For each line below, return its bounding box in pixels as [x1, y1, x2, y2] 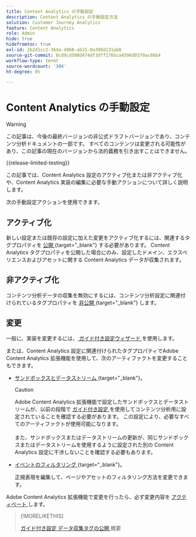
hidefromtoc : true [6, 42, 51, 48]
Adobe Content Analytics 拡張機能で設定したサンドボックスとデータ [14, 398, 179, 405]
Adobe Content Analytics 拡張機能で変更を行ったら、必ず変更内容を [6, 493, 171, 500]
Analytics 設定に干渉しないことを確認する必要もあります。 [14, 448, 156, 455]
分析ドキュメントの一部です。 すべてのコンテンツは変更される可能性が [16, 140, 186, 147]
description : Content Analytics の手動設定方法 [6, 14, 118, 20]
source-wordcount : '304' [6, 63, 67, 69]
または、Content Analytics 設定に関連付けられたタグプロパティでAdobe [6, 347, 179, 354]
